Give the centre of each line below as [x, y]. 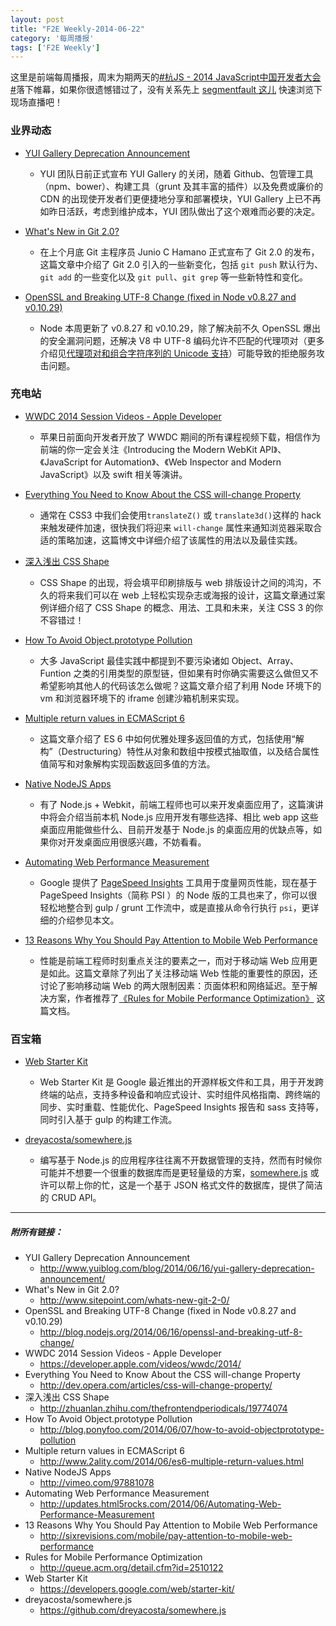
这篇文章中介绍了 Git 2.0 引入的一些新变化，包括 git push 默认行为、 [181, 264]
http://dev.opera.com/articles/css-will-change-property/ [156, 1385]
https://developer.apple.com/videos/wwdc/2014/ [140, 1364]
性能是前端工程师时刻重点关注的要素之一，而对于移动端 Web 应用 [174, 960]
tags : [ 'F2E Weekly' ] [55, 47]
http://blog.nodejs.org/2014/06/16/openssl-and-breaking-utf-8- [171, 1332]
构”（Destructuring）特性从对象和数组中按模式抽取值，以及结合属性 [179, 751]
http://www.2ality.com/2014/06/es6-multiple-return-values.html [171, 1462]
